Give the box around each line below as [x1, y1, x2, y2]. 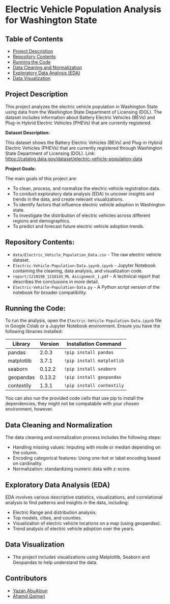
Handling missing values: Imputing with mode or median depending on [12, 444, 161, 450]
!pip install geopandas [64, 374, 122, 380]
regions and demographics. [12, 217, 71, 224]
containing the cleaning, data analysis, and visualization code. [12, 267, 143, 273]
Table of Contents [5, 35, 64, 43]
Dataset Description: [5, 129, 50, 135]
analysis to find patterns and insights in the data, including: [5, 500, 129, 506]
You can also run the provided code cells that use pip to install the [5, 395, 144, 401]
